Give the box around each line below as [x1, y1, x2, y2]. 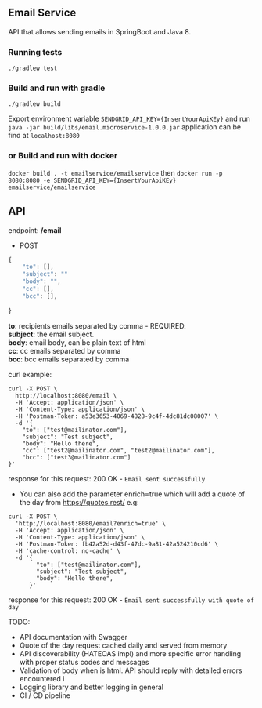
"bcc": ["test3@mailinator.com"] [22, 453, 131, 461]
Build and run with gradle [8, 82, 106, 93]
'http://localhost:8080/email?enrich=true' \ [15, 519, 167, 528]
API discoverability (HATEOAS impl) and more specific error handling [19, 648, 242, 658]
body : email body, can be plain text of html [8, 337, 146, 347]
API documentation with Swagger [19, 632, 127, 641]
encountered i [19, 674, 65, 683]
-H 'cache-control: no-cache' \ [15, 546, 121, 555]
